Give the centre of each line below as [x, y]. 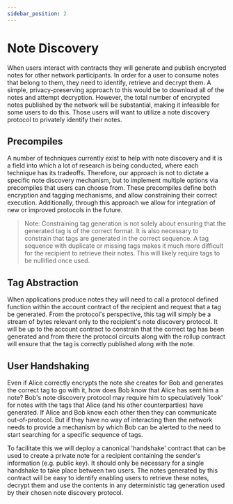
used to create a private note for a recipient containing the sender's [104, 455]
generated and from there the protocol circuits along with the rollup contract [116, 336]
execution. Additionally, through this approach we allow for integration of [111, 202]
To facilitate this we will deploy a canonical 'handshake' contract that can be [116, 448]
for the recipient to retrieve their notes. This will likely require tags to [122, 253]
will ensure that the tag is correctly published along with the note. [101, 344]
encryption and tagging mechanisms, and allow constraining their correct [112, 195]
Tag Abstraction [43, 282]
